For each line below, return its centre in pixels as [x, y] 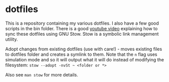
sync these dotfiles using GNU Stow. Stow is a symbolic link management [82, 34]
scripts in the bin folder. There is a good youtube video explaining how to [81, 28]
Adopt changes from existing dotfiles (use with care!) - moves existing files [84, 49]
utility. [12, 39]
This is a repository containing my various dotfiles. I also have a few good [82, 23]
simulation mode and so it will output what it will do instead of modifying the [84, 59]
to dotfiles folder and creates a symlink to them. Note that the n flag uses [81, 54]
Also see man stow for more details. [42, 74]
